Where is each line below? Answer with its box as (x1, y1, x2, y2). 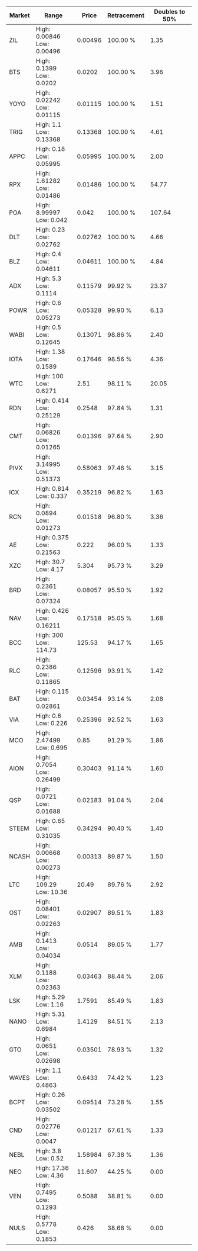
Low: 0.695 (35, 744, 68, 751)
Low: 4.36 (35, 1172, 64, 1179)
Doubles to (154, 8, 186, 15)
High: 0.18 (35, 145, 65, 153)
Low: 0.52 (35, 1154, 64, 1162)
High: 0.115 (35, 687, 70, 695)
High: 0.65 (35, 817, 65, 825)
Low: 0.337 (35, 492, 68, 500)
